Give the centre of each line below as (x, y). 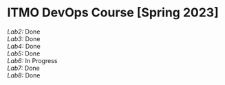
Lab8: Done (24, 75)
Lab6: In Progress (32, 60)
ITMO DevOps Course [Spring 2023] (113, 13)
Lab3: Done (24, 38)
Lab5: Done (24, 53)
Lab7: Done (23, 68)
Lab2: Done (24, 32)
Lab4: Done (24, 46)
